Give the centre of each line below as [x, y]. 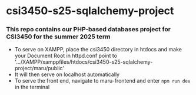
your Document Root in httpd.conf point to [66, 56]
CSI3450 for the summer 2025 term [58, 37]
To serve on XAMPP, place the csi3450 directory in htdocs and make [98, 50]
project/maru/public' [39, 68]
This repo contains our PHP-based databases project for [88, 30]
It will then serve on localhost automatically [67, 74]
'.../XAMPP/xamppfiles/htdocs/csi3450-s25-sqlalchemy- [84, 62]
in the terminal [32, 87]
